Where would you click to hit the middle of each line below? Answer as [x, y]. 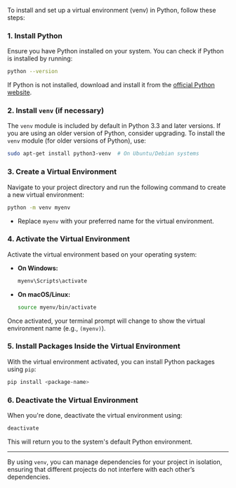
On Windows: [38, 268]
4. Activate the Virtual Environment [68, 239]
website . [20, 92]
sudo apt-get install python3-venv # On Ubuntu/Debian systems [103, 154]
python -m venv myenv [39, 207]
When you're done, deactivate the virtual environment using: [95, 416]
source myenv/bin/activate [57, 307]
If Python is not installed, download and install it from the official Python [111, 85]
